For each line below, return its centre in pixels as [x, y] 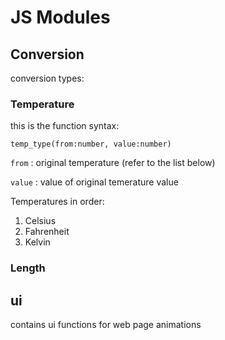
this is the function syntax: [65, 126]
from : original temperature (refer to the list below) [113, 163]
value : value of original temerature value [94, 182]
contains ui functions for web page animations [106, 325]
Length [28, 268]
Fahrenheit [47, 232]
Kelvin [37, 242]
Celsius [40, 221]
